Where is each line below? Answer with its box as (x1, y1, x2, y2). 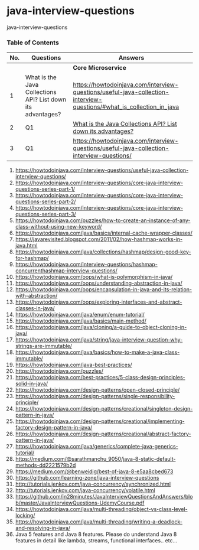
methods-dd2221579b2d (15, 462, 76, 469)
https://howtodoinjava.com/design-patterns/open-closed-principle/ (15, 386, 180, 393)
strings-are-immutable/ (15, 343, 73, 350)
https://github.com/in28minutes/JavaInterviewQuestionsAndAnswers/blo (15, 493, 193, 500)
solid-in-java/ (15, 380, 48, 388)
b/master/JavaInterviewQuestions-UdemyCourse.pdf (15, 499, 145, 506)
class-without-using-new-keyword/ (15, 223, 102, 230)
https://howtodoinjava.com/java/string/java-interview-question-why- (15, 336, 183, 343)
